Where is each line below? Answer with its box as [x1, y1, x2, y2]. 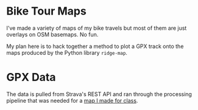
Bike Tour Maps [6, 4, 87, 18]
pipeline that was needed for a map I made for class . [6, 97, 138, 104]
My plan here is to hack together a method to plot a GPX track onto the [6, 43, 184, 50]
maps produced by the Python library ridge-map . [6, 49, 128, 56]
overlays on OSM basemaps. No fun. [6, 30, 99, 38]
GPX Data [6, 70, 56, 84]
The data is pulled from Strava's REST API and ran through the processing [6, 90, 192, 98]
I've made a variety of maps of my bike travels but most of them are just [6, 24, 187, 32]
